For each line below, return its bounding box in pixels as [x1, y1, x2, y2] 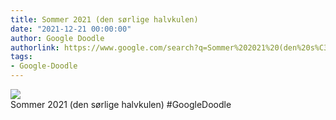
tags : [10, 52, 33, 62]
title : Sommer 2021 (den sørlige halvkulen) [10, 14, 199, 25]
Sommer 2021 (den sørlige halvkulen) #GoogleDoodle [10, 99, 232, 110]
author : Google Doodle [10, 33, 105, 43]
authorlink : [10, 42, 60, 53]
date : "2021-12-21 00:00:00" [10, 24, 132, 34]
